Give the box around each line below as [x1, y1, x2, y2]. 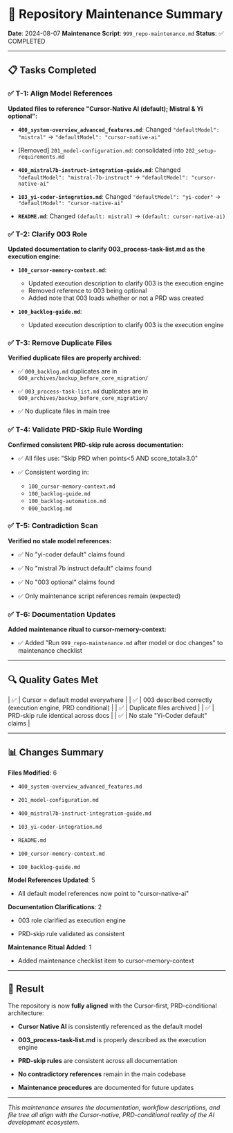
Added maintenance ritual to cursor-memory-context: [8, 625, 167, 633]
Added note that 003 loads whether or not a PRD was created [28, 294, 205, 302]
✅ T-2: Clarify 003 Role [8, 229, 88, 238]
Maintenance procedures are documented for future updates [17, 1083, 194, 1091]
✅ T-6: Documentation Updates [8, 609, 116, 619]
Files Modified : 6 [8, 768, 57, 777]
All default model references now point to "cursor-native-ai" [17, 889, 189, 897]
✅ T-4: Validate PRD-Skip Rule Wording [8, 425, 143, 434]
